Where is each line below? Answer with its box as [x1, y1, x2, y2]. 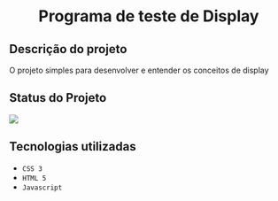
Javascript [21, 183, 63, 192]
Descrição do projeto [9, 42, 127, 57]
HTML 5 [21, 174, 47, 182]
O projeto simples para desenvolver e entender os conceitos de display [9, 65, 269, 75]
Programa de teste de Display [38, 6, 259, 27]
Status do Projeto [9, 90, 107, 105]
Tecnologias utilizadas [9, 139, 136, 154]
